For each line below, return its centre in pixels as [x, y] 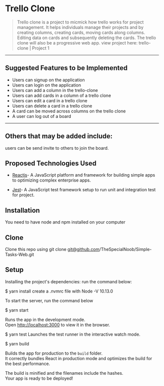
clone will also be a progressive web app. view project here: [77, 43]
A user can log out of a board [42, 116]
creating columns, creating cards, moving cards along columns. [81, 32]
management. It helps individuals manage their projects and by [80, 27]
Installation [22, 210]
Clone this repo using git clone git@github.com [52, 249]
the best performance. [28, 363]
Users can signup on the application [48, 80]
